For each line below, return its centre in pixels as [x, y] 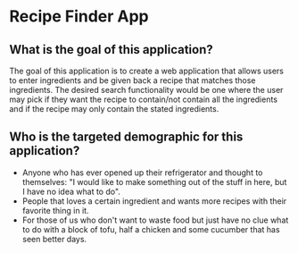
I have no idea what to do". [71, 191]
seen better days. [54, 239]
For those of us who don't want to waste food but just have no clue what [155, 220]
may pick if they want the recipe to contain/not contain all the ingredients [144, 99]
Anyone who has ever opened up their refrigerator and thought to [142, 173]
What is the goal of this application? [111, 50]
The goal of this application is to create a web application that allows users [146, 71]
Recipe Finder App [79, 17]
